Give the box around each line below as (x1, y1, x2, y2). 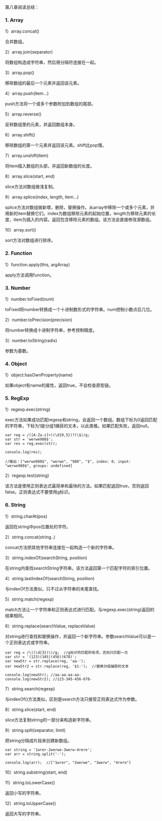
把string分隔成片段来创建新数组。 (5, 738, 72, 743)
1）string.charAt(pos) (5, 513, 48, 519)
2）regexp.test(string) (5, 472, 49, 479)
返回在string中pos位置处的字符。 (5, 524, 71, 529)
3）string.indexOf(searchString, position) (5, 555, 87, 561)
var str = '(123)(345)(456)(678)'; (5, 654, 77, 659)
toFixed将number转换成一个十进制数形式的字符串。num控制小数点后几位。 (5, 306, 155, 312)
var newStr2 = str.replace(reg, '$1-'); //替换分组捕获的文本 (5, 664, 129, 669)
